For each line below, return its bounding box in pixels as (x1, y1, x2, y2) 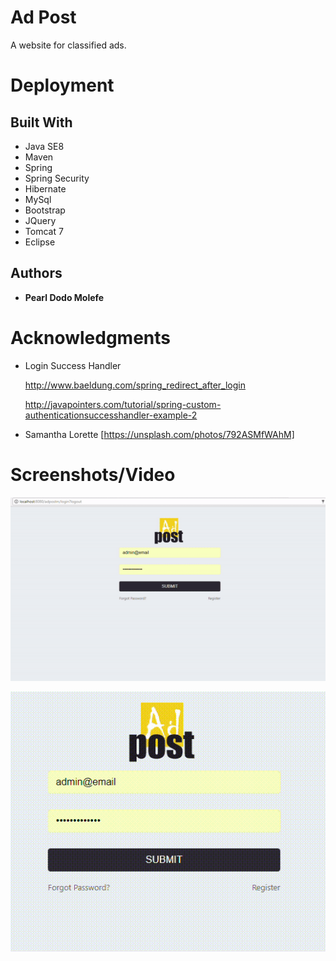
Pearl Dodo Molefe (24, 291, 105, 303)
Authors (10, 265, 63, 282)
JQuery (24, 214, 57, 226)
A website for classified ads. (10, 39, 127, 51)
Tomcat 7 (24, 225, 64, 237)
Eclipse (24, 236, 56, 248)
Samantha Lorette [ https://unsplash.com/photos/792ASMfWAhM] (24, 428, 295, 440)
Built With (10, 114, 73, 131)
